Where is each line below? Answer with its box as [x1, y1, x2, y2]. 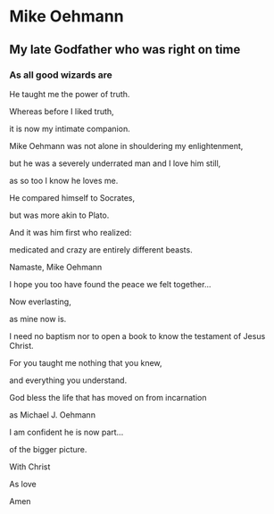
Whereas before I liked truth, [9, 105, 114, 117]
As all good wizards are [9, 69, 113, 81]
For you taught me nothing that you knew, [9, 357, 162, 368]
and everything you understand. [9, 375, 128, 385]
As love [9, 478, 37, 489]
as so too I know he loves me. [9, 175, 119, 186]
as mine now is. [9, 313, 67, 324]
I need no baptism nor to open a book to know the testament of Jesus [9, 330, 266, 341]
